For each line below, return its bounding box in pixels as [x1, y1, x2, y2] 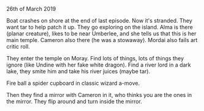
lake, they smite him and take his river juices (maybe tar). [6, 68, 151, 75]
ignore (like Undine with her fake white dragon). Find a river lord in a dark [6, 61, 191, 68]
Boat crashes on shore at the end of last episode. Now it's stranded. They [6, 17, 193, 24]
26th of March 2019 [6, 5, 56, 12]
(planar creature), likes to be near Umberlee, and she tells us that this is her [6, 30, 197, 37]
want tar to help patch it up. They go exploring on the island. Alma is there [6, 24, 193, 30]
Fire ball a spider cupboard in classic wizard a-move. [6, 79, 140, 87]
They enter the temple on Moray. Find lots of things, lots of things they [6, 55, 184, 62]
